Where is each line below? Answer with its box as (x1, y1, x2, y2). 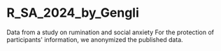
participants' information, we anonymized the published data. (6, 35, 183, 43)
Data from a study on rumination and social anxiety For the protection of (6, 28, 215, 36)
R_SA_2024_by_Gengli (6, 5, 139, 21)
